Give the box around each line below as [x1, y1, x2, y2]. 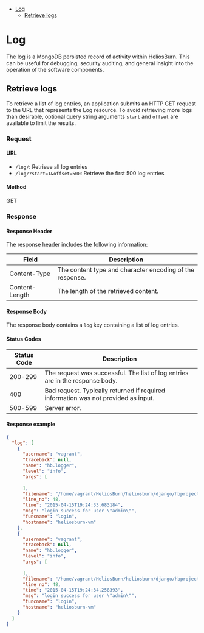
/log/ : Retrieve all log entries [15, 163, 88, 170]
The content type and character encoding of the [57, 266, 195, 274]
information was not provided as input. [44, 394, 155, 402]
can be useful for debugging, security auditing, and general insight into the [6, 59, 194, 66]
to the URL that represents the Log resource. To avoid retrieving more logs [6, 106, 192, 113]
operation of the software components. [6, 66, 104, 73]
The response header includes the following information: [6, 241, 148, 249]
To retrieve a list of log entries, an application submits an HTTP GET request [6, 100, 196, 107]
